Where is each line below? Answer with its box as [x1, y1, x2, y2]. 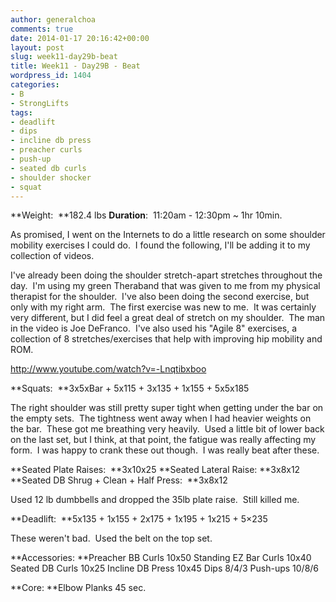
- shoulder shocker [10, 172, 92, 183]
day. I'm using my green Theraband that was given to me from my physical [10, 280, 321, 292]
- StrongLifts [10, 98, 70, 108]
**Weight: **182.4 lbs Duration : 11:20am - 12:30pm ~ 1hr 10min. [10, 209, 283, 221]
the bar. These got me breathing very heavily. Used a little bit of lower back [10, 423, 325, 435]
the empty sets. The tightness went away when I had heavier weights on [10, 412, 312, 425]
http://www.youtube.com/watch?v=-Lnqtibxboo [10, 363, 207, 375]
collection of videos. [10, 250, 95, 262]
